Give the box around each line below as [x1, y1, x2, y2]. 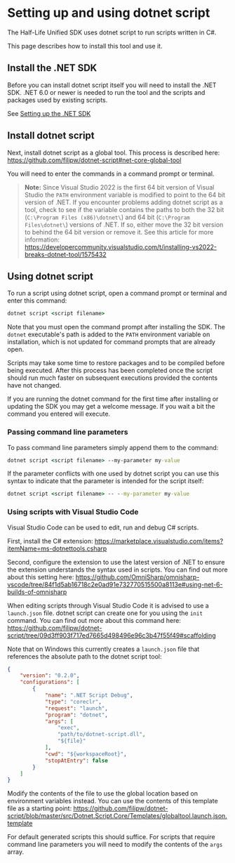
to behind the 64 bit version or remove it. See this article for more [24, 228, 214, 236]
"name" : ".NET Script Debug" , [44, 692, 133, 699]
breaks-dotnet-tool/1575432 [24, 250, 107, 258]
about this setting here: [7, 572, 74, 581]
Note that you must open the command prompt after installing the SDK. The [7, 323, 226, 331]
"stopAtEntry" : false [44, 757, 109, 764]
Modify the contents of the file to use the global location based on [7, 789, 199, 798]
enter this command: [7, 296, 67, 305]
